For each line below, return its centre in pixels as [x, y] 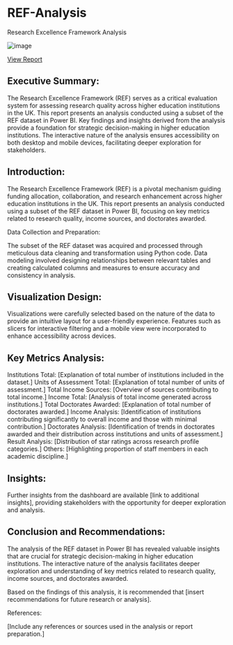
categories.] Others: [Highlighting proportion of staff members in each [108, 449]
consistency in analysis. [41, 275]
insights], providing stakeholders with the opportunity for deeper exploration [116, 503]
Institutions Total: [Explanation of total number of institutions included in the [115, 375]
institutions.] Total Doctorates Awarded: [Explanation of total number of [109, 405]
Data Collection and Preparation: [54, 232]
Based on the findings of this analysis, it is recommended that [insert [106, 592]
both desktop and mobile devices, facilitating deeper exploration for [104, 142]
